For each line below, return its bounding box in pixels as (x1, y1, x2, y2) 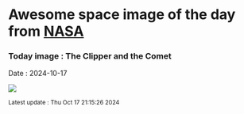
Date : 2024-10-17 (8, 69, 68, 78)
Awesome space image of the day (8, 6, 236, 24)
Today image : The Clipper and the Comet (8, 51, 172, 62)
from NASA (8, 22, 84, 40)
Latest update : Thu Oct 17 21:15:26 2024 (8, 99, 120, 107)
